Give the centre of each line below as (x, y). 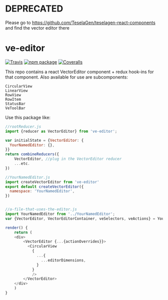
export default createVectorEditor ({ (44, 187)
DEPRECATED (34, 9)
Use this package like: (28, 117)
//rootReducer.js (23, 126)
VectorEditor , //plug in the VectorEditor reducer (68, 159)
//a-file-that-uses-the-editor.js (41, 209)
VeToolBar (15, 108)
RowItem (13, 99)
